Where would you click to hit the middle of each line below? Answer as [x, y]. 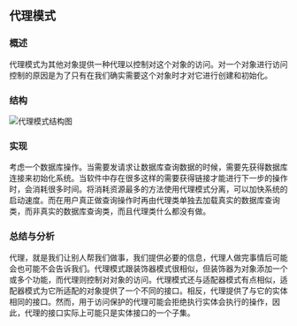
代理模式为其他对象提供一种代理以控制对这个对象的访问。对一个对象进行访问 [148, 64]
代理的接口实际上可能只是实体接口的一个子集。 [110, 313]
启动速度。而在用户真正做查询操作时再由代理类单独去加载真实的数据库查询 [145, 201]
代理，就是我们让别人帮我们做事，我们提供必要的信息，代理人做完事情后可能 [148, 257]
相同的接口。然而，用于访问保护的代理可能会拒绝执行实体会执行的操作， [141, 301]
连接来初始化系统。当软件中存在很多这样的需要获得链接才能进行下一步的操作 [148, 178]
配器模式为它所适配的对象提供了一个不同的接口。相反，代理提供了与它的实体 [148, 291]
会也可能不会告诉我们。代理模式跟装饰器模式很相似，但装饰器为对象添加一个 [148, 269]
